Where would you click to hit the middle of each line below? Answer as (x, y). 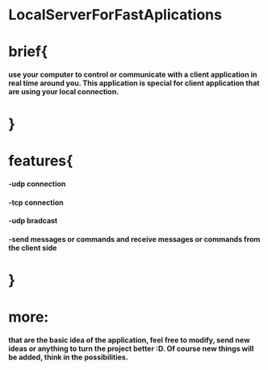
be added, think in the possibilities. (69, 357)
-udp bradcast (33, 221)
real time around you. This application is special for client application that (134, 83)
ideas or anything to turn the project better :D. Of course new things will (131, 348)
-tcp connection (36, 202)
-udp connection (37, 184)
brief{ (28, 52)
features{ (41, 161)
